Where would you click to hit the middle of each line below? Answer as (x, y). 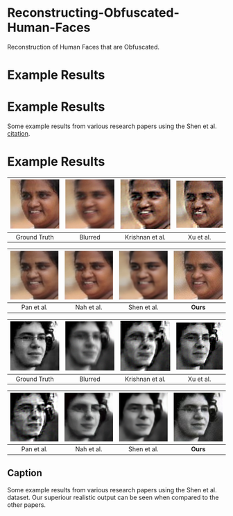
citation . (19, 134)
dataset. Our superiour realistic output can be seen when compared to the (113, 497)
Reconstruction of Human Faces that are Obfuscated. (84, 47)
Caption (25, 473)
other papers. (27, 505)
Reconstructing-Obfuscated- (94, 13)
